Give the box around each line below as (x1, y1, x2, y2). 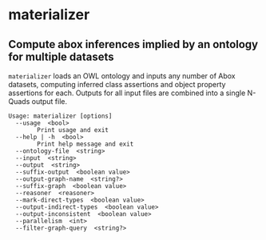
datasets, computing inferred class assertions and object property (8, 80, 226, 89)
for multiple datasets (8, 50, 114, 63)
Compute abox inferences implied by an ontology (8, 38, 259, 51)
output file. (31, 97, 68, 106)
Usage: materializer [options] (8, 112, 113, 120)
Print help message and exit (37, 140, 134, 148)
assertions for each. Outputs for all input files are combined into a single (8, 88, 246, 98)
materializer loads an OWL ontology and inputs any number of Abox (8, 71, 236, 81)
